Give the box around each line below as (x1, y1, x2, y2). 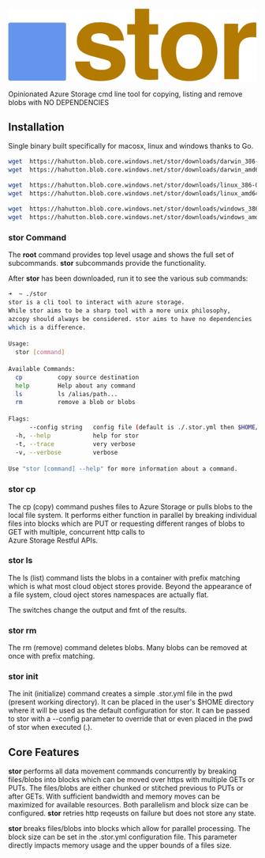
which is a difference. (8, 323, 87, 331)
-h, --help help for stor (15, 432, 140, 440)
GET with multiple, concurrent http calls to (8, 527, 145, 536)
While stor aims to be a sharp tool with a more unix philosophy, (8, 306, 231, 315)
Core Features (8, 745, 80, 759)
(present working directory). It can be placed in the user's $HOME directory (8, 697, 255, 707)
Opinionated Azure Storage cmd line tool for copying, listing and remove (8, 89, 243, 99)
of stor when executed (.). (8, 723, 93, 732)
